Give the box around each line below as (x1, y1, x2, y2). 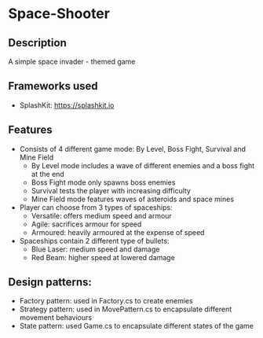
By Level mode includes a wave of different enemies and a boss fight (31, 160, 255, 170)
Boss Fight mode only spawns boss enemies (31, 178, 176, 187)
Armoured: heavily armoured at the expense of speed (31, 227, 205, 237)
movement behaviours (19, 313, 93, 322)
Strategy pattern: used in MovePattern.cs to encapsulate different (19, 304, 232, 314)
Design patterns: (8, 276, 93, 289)
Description (8, 36, 67, 50)
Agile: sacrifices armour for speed (31, 219, 142, 229)
